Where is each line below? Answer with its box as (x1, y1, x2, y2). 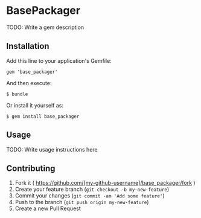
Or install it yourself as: (6, 101, 63, 109)
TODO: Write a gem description (6, 24, 85, 31)
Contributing (6, 163, 56, 173)
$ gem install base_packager (6, 113, 80, 120)
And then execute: (6, 79, 52, 86)
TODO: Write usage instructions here (6, 146, 98, 153)
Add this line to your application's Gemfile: (6, 57, 112, 64)
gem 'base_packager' (6, 69, 59, 75)
